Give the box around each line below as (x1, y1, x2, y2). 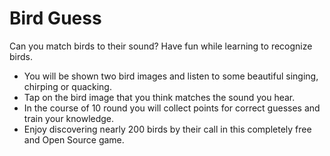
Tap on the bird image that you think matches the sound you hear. (23, 91, 296, 103)
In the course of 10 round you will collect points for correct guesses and (23, 102, 321, 114)
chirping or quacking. (23, 80, 112, 92)
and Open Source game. (23, 133, 125, 146)
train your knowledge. (23, 112, 115, 124)
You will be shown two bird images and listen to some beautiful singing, (23, 70, 319, 82)
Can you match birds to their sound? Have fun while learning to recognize (9, 40, 313, 52)
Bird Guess (9, 7, 102, 30)
